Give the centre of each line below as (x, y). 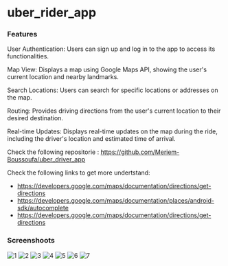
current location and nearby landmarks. (63, 77)
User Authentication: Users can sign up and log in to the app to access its (111, 49)
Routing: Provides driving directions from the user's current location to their (114, 111)
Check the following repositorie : (53, 152)
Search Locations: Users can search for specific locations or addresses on (113, 90)
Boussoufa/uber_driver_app (46, 159)
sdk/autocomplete (43, 208)
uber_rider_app (52, 13)
